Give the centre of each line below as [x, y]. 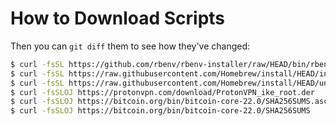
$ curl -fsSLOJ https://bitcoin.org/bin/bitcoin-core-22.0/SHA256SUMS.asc [169, 102]
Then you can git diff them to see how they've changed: [130, 46]
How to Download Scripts [118, 18]
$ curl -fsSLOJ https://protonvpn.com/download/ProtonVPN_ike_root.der [162, 92]
